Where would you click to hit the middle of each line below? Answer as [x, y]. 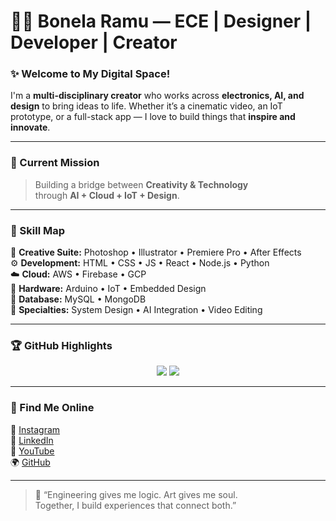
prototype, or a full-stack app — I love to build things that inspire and [153, 117]
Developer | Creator [94, 42]
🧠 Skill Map [38, 230]
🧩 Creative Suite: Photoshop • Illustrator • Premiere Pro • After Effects [156, 252]
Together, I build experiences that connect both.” [135, 505]
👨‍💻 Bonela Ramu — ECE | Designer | [161, 21]
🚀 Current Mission [55, 163]
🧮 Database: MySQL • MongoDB [78, 299]
